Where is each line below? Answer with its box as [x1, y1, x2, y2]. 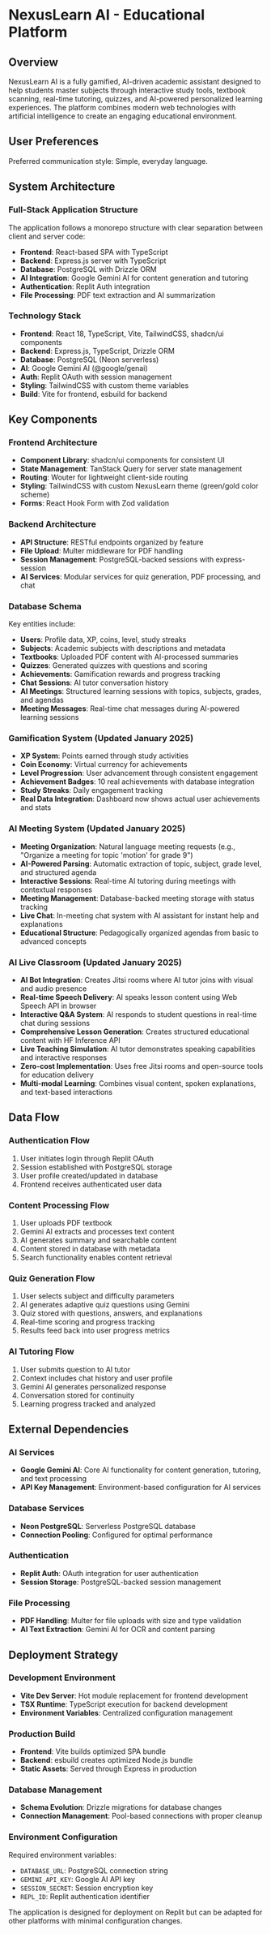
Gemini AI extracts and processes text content [19, 1226, 176, 1236]
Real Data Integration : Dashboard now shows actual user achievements [19, 794, 260, 804]
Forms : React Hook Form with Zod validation [19, 498, 170, 508]
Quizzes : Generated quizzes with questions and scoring [19, 661, 208, 670]
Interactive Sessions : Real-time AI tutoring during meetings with [19, 876, 236, 885]
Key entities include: [8, 619, 76, 629]
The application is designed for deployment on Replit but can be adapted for [8, 1907, 263, 1917]
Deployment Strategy [8, 1648, 119, 1661]
